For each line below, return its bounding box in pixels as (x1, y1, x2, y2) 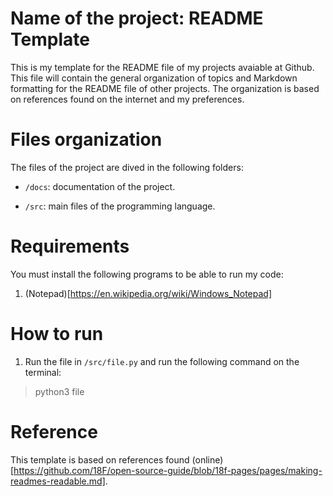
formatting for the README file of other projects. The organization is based (10, 82, 320, 94)
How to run (10, 323, 104, 345)
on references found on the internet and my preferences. (10, 93, 245, 105)
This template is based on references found (10, 453, 190, 466)
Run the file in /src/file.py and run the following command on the (24, 355, 300, 367)
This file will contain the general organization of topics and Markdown (10, 72, 298, 84)
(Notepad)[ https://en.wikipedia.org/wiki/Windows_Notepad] (24, 287, 273, 299)
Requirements (10, 235, 130, 258)
